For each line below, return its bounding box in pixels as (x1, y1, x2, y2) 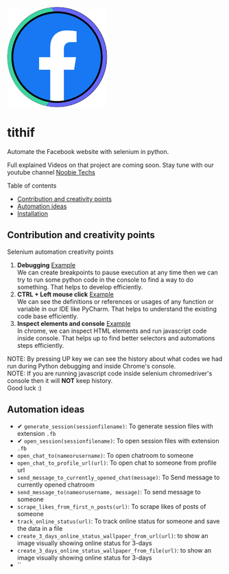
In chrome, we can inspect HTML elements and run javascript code (16, 327, 207, 335)
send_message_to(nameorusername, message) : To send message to (16, 487, 201, 496)
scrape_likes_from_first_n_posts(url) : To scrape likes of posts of (16, 502, 206, 511)
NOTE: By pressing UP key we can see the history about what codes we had (7, 354, 223, 363)
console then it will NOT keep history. (7, 376, 113, 384)
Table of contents (7, 181, 57, 190)
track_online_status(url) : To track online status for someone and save (16, 517, 220, 525)
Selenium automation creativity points (7, 247, 114, 256)
